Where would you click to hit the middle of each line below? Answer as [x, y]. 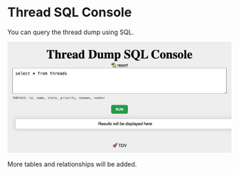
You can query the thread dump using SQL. [71, 32]
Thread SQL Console [70, 12]
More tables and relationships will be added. [72, 164]
